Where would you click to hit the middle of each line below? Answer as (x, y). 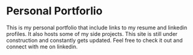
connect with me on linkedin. (42, 47)
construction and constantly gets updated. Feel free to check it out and (94, 40)
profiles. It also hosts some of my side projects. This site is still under (92, 33)
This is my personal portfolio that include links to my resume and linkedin (97, 27)
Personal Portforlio (55, 11)
